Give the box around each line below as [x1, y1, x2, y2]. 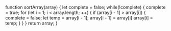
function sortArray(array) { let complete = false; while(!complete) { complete [5, 4, 166, 10]
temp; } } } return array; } [5, 20, 58, 26]
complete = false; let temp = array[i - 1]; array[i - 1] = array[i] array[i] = [5, 15, 153, 20]
